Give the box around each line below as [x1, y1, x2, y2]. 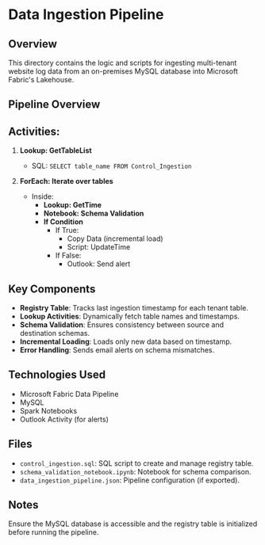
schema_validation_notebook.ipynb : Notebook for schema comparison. [19, 467, 252, 476]
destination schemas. [19, 329, 90, 338]
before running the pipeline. [8, 528, 99, 537]
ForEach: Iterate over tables [19, 177, 113, 186]
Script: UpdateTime [67, 242, 131, 252]
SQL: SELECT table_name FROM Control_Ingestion [31, 161, 192, 171]
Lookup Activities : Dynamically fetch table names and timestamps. [19, 311, 240, 322]
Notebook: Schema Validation [43, 208, 144, 219]
